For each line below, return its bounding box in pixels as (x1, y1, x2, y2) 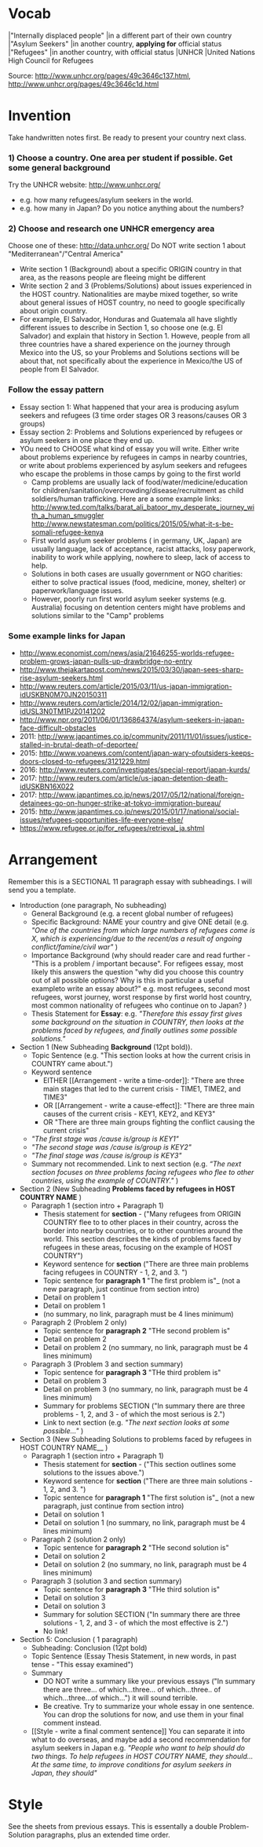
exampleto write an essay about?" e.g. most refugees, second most (31, 984, 250, 993)
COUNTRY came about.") (31, 1059, 114, 1068)
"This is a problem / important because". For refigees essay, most (31, 959, 243, 968)
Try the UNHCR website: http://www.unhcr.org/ (8, 180, 161, 189)
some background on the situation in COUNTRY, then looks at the (31, 1018, 245, 1026)
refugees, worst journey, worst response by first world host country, (31, 993, 253, 1001)
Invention (8, 107, 71, 125)
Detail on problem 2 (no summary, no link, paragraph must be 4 (42, 1343, 249, 1351)
